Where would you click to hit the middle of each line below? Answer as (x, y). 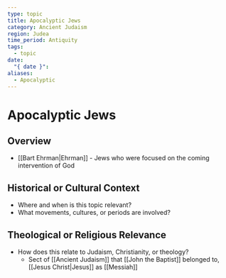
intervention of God (46, 166)
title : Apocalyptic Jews (44, 21)
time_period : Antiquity (43, 40)
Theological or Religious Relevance (87, 235)
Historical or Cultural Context (74, 188)
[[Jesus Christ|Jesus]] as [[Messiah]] (83, 267)
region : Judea (28, 34)
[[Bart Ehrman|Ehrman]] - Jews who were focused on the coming (113, 158)
